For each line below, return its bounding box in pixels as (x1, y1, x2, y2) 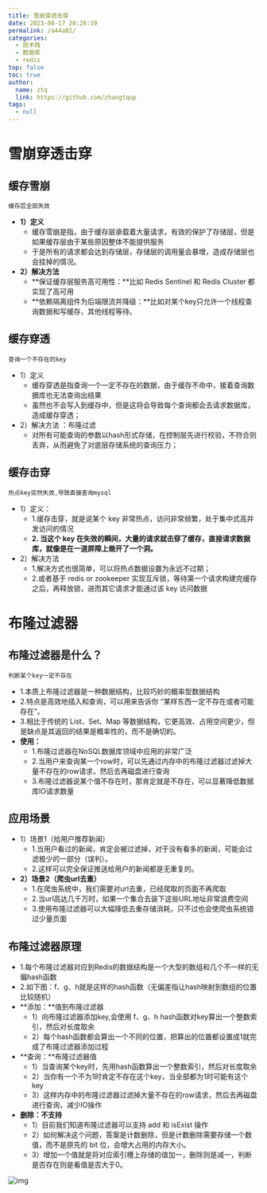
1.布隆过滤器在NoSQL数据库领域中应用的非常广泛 (31, 746, 192, 755)
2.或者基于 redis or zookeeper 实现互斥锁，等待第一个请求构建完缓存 (31, 573, 257, 583)
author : (8, 78, 34, 86)
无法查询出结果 (52, 390, 102, 399)
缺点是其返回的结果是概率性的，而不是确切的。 (26, 726, 180, 736)
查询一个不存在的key (8, 355, 67, 363)
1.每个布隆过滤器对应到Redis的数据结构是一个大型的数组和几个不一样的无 (19, 962, 259, 972)
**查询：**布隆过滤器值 (19, 1052, 97, 1062)
